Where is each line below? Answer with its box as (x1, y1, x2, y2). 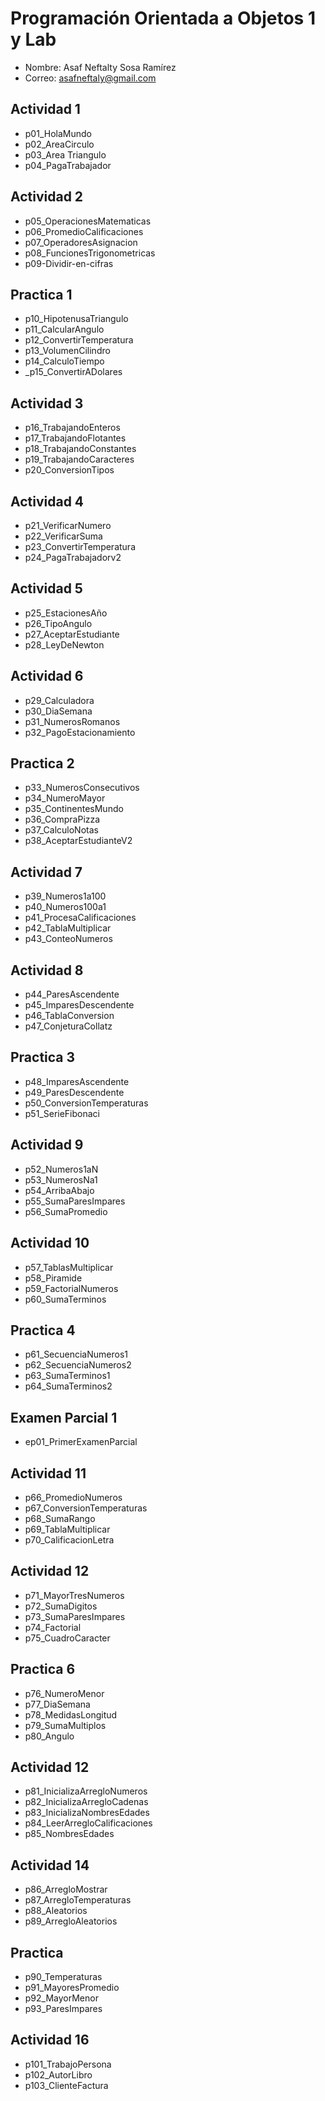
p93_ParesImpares (24, 2003, 103, 2014)
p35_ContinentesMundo (24, 803, 124, 815)
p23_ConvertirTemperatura (24, 541, 136, 552)
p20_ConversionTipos (24, 464, 115, 476)
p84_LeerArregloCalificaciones (24, 1817, 153, 1829)
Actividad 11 (10, 1465, 87, 1482)
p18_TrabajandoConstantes (24, 443, 137, 455)
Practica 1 (10, 286, 73, 303)
